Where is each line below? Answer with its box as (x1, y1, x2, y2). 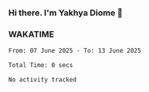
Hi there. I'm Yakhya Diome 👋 (8, 7, 123, 18)
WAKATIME (8, 28, 54, 39)
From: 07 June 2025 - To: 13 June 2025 (8, 47, 142, 55)
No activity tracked (8, 75, 78, 83)
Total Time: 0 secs (8, 62, 74, 70)
